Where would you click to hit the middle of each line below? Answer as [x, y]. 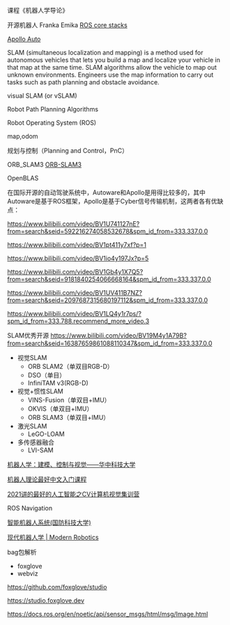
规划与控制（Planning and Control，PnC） [68, 151]
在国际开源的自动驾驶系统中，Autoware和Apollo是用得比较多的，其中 [106, 193]
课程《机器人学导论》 [38, 10]
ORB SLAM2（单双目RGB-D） [70, 366]
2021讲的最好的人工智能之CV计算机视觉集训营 [74, 494]
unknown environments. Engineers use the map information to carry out [110, 75]
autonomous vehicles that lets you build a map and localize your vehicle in [114, 60]
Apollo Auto [24, 39]
